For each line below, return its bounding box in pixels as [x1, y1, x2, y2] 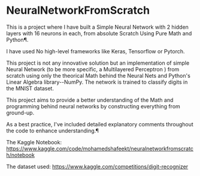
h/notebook [6, 151, 35, 159]
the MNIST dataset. [6, 84, 54, 92]
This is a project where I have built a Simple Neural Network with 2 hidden [6, 23, 189, 31]
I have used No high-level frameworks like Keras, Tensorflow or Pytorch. [6, 47, 185, 54]
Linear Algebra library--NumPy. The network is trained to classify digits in [6, 78, 188, 86]
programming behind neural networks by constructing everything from [6, 102, 181, 110]
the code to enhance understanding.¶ [6, 127, 99, 134]
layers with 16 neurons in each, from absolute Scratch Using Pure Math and [6, 29, 192, 37]
